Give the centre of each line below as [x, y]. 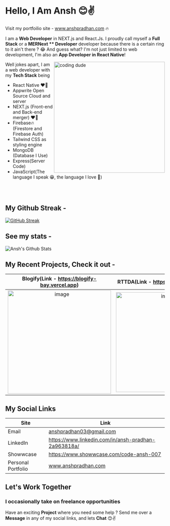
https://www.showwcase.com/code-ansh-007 [105, 454]
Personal [18, 463]
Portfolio [18, 469]
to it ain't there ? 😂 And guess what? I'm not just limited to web [71, 49]
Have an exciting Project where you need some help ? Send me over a [78, 512]
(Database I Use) [30, 155]
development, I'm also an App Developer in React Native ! [66, 54]
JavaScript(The [29, 171]
